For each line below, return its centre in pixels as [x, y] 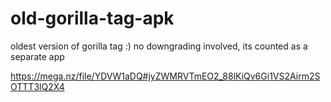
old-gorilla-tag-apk [92, 18]
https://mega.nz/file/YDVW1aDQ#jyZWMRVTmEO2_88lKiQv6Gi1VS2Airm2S [165, 76]
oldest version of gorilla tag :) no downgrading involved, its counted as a [159, 46]
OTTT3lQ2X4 [37, 86]
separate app [37, 56]
